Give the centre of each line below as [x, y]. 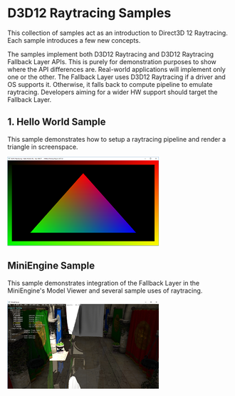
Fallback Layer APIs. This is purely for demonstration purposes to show [112, 61]
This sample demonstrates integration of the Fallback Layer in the [104, 283]
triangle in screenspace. [43, 147]
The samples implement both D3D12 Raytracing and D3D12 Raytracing [111, 54]
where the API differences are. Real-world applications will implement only [116, 69]
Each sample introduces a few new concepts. [74, 40]
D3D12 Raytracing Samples [89, 13]
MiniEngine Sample [51, 266]
